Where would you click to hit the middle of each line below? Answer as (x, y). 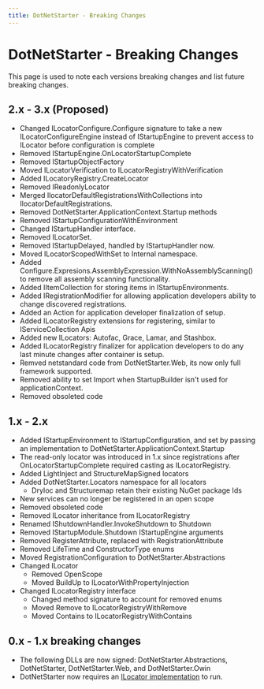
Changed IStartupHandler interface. (78, 229)
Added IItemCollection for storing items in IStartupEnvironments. (124, 288)
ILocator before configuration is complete (87, 145)
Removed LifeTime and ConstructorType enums (97, 549)
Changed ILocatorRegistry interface (78, 591)
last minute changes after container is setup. (92, 355)
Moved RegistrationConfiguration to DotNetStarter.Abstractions (123, 557)
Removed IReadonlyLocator (65, 187)
